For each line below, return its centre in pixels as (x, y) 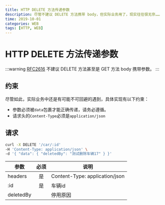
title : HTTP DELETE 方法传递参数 (38, 10)
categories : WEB (22, 24)
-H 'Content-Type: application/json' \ (46, 149)
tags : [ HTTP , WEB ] (24, 28)
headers (17, 176)
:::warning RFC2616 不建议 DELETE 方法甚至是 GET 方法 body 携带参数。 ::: (82, 69)
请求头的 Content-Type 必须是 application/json (59, 116)
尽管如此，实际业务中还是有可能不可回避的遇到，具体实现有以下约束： (77, 99)
